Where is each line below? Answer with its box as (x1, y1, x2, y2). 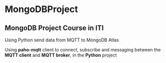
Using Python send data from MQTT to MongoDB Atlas (5, 37, 119, 43)
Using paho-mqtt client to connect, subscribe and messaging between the (5, 47, 161, 52)
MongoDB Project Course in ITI (5, 24, 104, 32)
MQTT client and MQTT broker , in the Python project (5, 52, 117, 58)
